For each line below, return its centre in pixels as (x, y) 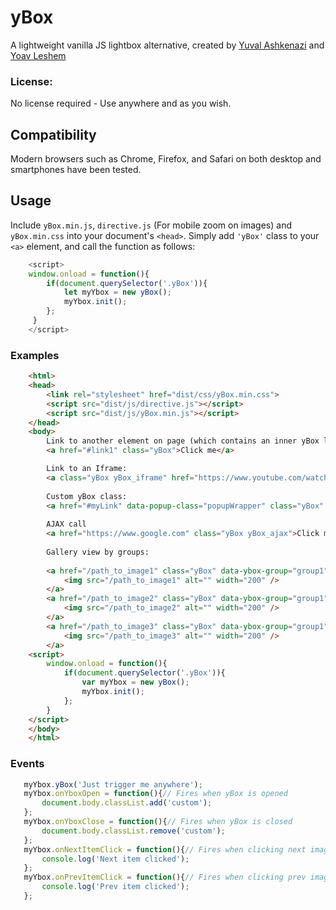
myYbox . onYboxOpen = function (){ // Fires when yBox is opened (155, 794)
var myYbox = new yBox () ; (135, 682)
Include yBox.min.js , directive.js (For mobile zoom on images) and (151, 225)
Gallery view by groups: (98, 552)
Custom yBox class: (87, 496)
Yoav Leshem (38, 55)
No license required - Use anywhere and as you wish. (121, 103)
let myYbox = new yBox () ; (117, 292)
